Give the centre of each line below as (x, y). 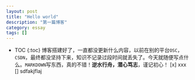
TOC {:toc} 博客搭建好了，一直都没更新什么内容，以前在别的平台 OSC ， (98, 50)
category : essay (26, 28)
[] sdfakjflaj (28, 71)
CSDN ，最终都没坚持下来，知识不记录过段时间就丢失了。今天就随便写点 (99, 57)
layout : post (22, 11)
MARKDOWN (36, 65)
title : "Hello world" (32, 17)
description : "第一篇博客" (36, 22)
